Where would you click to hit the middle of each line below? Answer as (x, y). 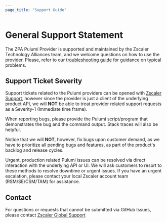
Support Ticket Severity (44, 81)
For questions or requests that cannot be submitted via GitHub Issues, (78, 210)
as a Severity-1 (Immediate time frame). (46, 109)
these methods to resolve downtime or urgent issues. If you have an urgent (83, 171)
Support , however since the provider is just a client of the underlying (77, 99)
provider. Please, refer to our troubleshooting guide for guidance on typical (83, 60)
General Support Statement (64, 35)
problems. (16, 65)
